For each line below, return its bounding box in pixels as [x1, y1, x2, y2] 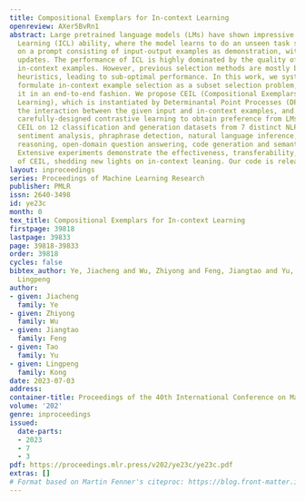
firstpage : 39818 [9, 224, 75, 233]
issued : [9, 418, 39, 427]
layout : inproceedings [9, 165, 95, 174]
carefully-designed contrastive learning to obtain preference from [17, 114, 282, 123]
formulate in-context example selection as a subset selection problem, [17, 81, 299, 90]
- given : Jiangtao [9, 326, 79, 335]
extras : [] [9, 469, 51, 478]
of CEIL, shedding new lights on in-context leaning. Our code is [17, 156, 274, 166]
